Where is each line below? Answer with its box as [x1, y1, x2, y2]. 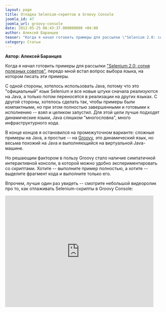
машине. [5, 145, 24, 151]
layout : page [5, 7, 32, 12]
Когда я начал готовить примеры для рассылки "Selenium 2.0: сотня [5, 62, 150, 68]
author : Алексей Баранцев [5, 30, 58, 35]
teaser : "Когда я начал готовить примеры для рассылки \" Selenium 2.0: [5, 35, 156, 40]
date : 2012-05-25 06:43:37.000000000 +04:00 [5, 26, 98, 31]
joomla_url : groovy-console [5, 21, 63, 26]
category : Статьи [5, 40, 41, 45]
